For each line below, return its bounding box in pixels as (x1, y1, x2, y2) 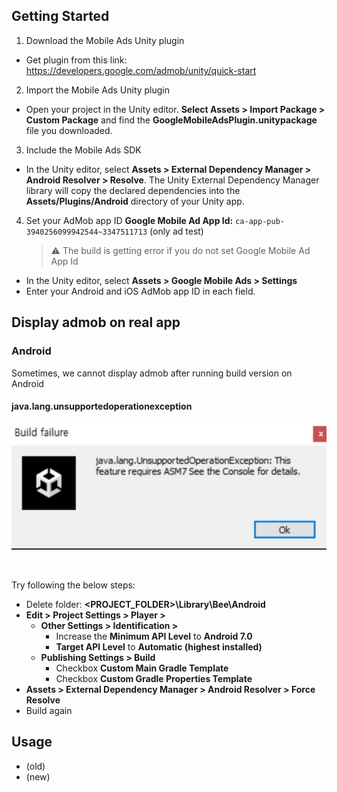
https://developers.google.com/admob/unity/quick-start (25, 64, 257, 76)
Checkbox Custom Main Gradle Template (55, 662, 229, 674)
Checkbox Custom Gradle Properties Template (55, 672, 253, 684)
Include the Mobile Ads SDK (25, 144, 142, 156)
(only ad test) (149, 225, 204, 237)
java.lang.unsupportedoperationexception (11, 400, 193, 413)
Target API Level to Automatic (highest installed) (55, 640, 263, 653)
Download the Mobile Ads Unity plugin (25, 34, 185, 46)
